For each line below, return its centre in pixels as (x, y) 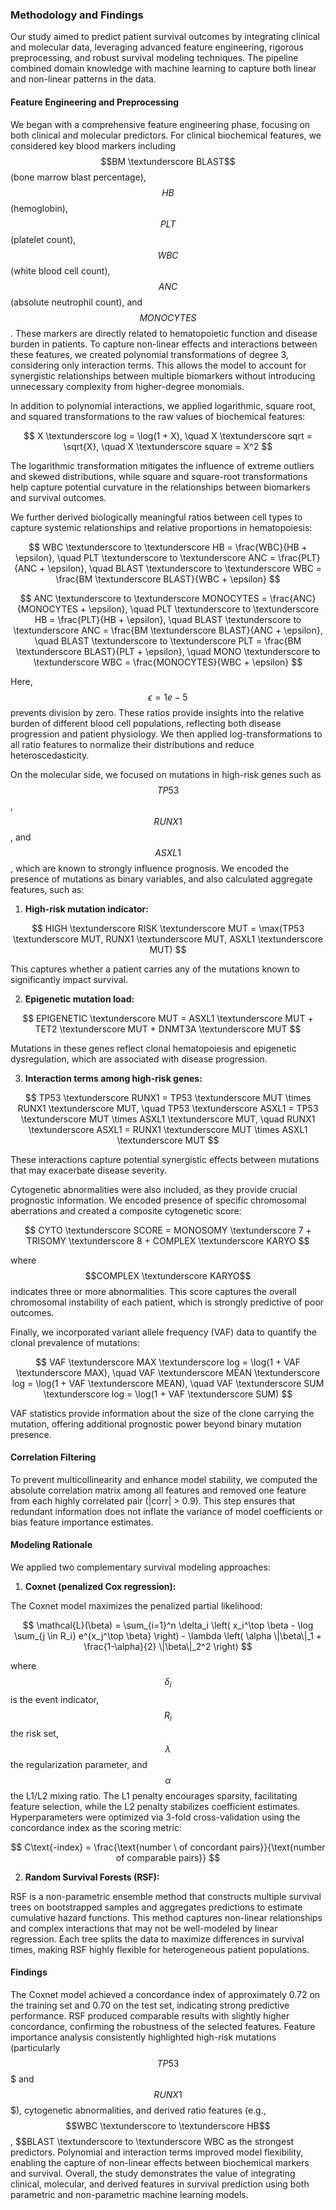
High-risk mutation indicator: (86, 909)
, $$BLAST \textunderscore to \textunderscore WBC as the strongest (152, 2141)
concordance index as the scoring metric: (96, 1827)
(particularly (35, 2047)
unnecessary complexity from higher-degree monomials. (127, 386)
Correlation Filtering (53, 1457)
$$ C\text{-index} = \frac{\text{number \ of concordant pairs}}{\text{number (168, 1847)
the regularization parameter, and (79, 1764)
